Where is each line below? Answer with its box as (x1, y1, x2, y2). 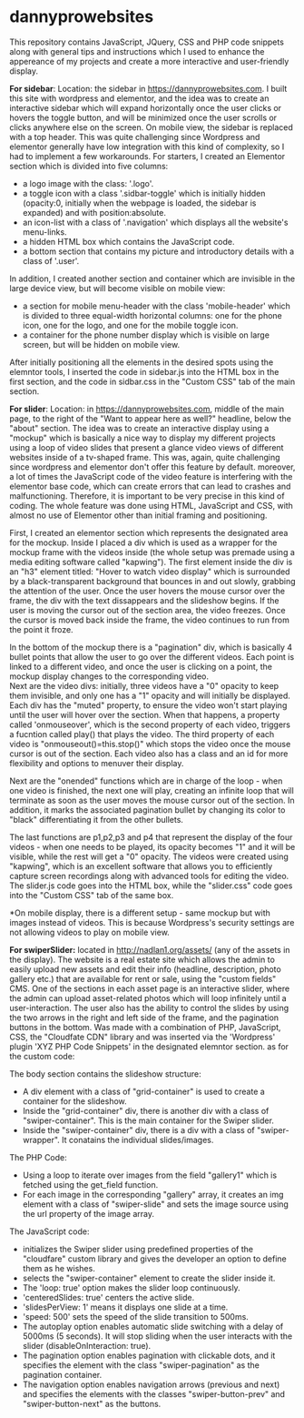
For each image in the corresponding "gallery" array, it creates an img (22, 1189, 284, 1200)
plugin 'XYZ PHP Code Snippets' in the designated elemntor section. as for (9, 1040, 289, 1052)
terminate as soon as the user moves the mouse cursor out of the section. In (9, 795, 295, 805)
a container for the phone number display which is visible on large (22, 329, 270, 340)
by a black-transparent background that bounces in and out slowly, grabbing (9, 575, 297, 586)
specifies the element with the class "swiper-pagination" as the (22, 1359, 260, 1371)
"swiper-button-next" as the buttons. (22, 1398, 162, 1409)
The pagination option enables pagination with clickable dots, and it (22, 1350, 276, 1361)
